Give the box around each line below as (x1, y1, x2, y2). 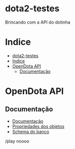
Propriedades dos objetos (12, 123, 65, 129)
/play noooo (5, 138, 29, 144)
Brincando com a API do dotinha (5, 19, 71, 25)
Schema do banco (12, 128, 50, 134)
